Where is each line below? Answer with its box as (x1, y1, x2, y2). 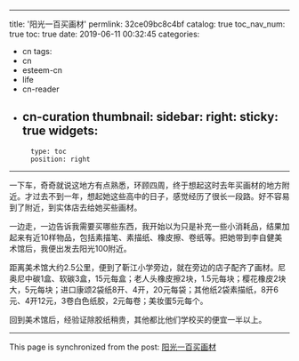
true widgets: (21, 124, 99, 139)
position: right (30, 155, 91, 164)
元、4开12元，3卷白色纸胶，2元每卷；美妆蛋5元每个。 (9, 295, 208, 306)
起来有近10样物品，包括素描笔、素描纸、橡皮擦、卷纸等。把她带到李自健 (9, 232, 275, 243)
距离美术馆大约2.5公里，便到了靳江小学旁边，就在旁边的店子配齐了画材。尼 (9, 261, 287, 272)
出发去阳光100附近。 (55, 243, 132, 253)
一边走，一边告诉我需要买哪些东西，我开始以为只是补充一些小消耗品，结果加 (9, 221, 290, 231)
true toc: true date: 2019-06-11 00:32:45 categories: (9, 28, 200, 39)
